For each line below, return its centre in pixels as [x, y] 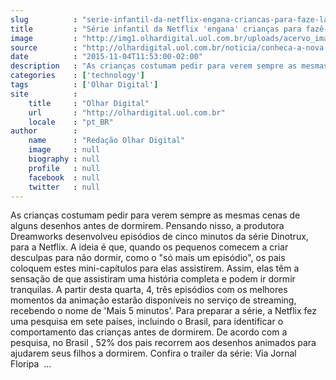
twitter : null [64, 187]
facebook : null [64, 177]
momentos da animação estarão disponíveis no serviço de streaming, [153, 300]
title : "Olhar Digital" [89, 103]
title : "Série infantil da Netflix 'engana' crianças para [156, 29]
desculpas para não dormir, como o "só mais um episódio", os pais [148, 258]
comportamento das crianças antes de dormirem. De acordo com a [149, 332]
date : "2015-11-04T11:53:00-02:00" [106, 57]
